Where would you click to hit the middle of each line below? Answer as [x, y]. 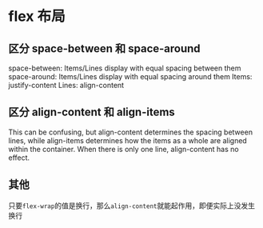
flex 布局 [37, 16]
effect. [19, 158]
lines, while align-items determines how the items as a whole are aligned [128, 140]
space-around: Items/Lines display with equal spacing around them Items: [130, 76]
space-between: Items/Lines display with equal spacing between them [125, 68]
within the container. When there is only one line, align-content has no [124, 149]
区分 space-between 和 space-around [105, 48]
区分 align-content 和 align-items [92, 112]
